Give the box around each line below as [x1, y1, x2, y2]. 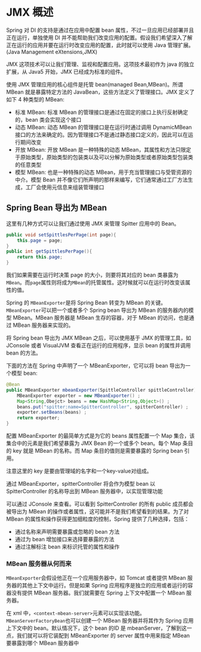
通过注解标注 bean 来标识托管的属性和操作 [14, 543, 120, 550]
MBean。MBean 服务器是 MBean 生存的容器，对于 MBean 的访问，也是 [13, 314, 190, 321]
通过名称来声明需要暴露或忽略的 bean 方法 [14, 528, 120, 535]
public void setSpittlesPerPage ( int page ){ [6, 232, 117, 238]
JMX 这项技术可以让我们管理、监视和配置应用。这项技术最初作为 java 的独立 [6, 61, 194, 68]
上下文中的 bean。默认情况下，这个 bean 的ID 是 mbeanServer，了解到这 [6, 624, 187, 632]
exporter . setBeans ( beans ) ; [17, 409, 87, 416]
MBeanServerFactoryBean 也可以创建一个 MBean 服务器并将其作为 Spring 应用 [6, 617, 194, 624]
